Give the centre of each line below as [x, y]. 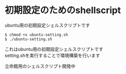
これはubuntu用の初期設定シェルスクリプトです [54, 49]
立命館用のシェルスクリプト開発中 [40, 66]
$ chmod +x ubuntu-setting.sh [37, 35]
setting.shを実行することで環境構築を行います [52, 55]
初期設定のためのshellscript [63, 10]
